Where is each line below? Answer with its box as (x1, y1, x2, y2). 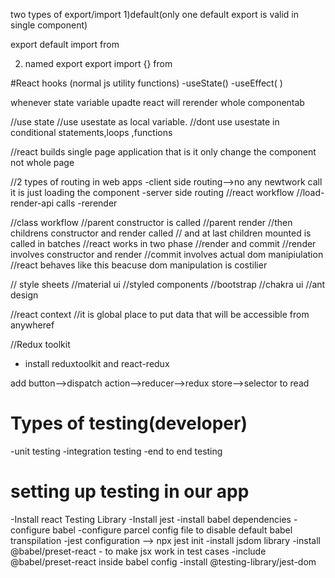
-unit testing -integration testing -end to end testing (10, 445, 223, 457)
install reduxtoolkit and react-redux (24, 358, 170, 369)
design (10, 289, 39, 301)
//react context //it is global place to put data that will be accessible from (10, 309, 310, 320)
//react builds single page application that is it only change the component (10, 146, 317, 158)
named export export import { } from (24, 58, 173, 69)
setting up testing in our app (10, 480, 250, 503)
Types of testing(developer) (10, 412, 248, 435)
